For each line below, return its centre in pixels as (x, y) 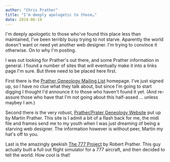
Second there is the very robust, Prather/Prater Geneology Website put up (83, 112)
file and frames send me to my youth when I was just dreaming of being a (82, 124)
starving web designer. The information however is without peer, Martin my (84, 129)
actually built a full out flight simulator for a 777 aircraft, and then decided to (85, 150)
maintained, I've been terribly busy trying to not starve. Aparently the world (84, 39)
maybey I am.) (20, 103)
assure (13, 97)
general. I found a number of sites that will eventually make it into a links (81, 66)
